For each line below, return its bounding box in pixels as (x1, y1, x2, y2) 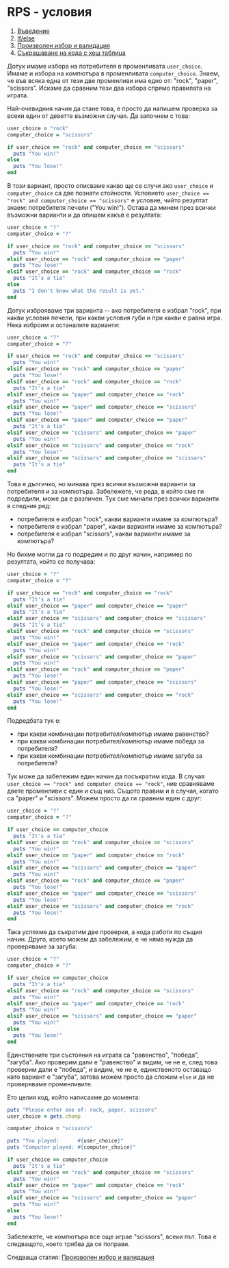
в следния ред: (7, 502, 51, 510)
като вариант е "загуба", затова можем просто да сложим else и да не (7, 1073, 215, 1081)
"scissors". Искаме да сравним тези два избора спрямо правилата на (7, 84, 211, 92)
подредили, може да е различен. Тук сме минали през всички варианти (7, 494, 219, 503)
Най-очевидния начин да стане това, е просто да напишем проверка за (7, 104, 217, 112)
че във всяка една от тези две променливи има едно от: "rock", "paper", (7, 76, 219, 84)
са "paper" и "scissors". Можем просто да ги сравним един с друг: (7, 794, 202, 802)
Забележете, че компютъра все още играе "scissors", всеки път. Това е (7, 1232, 217, 1241)
